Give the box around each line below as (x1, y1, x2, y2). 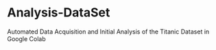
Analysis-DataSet (7, 5, 110, 21)
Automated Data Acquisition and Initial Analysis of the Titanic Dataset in (7, 27, 210, 36)
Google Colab (7, 34, 46, 42)
